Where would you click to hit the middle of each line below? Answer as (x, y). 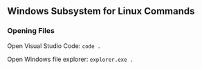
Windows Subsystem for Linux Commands (101, 11)
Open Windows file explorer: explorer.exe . (70, 59)
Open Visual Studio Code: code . (54, 46)
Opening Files (31, 31)
